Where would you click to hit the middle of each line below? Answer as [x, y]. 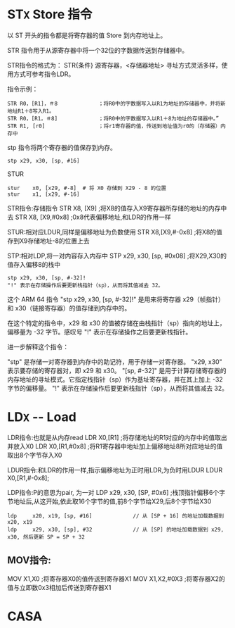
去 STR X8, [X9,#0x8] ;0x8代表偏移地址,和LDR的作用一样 [89, 217]
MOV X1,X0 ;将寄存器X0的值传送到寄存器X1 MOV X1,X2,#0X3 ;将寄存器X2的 [116, 579]
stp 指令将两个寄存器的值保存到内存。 [62, 147]
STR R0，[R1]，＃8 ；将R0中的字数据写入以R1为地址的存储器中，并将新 [116, 103]
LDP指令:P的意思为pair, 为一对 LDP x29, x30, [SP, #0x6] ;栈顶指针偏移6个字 [116, 492]
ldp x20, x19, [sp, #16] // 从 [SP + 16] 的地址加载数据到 [116, 516]
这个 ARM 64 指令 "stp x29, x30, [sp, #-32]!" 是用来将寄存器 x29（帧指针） [116, 299]
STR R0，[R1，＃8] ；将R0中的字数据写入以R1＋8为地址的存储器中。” [113, 118]
